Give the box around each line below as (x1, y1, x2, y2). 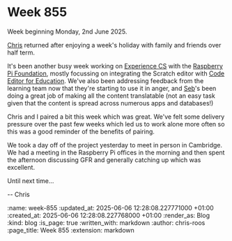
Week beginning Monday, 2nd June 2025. (7, 27, 127, 36)
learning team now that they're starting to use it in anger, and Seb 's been (7, 84, 217, 92)
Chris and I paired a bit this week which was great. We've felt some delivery (7, 112, 225, 121)
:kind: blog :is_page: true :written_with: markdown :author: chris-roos (7, 218, 206, 227)
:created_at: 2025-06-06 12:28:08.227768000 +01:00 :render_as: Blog (7, 211, 210, 219)
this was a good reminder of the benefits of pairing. (7, 127, 155, 136)
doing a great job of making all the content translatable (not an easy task (7, 92, 216, 100)
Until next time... (7, 176, 54, 185)
